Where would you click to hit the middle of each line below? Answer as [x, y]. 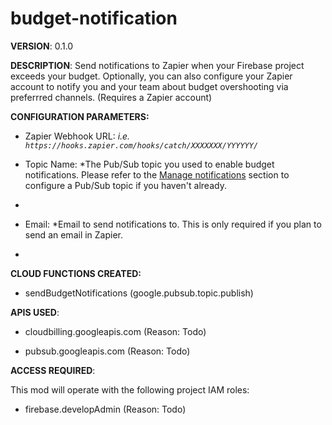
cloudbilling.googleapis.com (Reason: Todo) [115, 331]
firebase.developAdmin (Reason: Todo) [105, 409]
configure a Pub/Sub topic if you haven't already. [125, 185]
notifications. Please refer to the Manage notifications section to [157, 174]
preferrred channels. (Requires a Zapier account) [111, 97]
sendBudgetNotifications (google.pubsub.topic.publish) [139, 293]
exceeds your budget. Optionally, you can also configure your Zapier [151, 76]
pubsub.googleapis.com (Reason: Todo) [107, 351]
